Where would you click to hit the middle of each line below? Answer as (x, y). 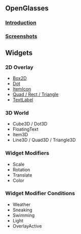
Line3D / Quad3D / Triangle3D (44, 140)
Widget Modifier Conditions (40, 193)
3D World (17, 112)
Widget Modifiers (27, 153)
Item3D (20, 135)
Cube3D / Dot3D (30, 124)
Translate (22, 175)
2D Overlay (19, 67)
